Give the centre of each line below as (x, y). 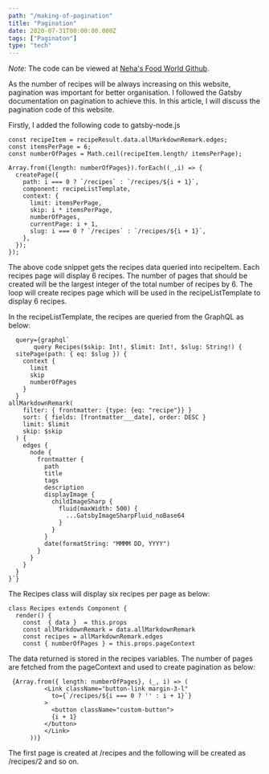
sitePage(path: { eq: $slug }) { (71, 354)
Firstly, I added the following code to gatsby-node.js (94, 125)
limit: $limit (46, 425)
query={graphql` (43, 340)
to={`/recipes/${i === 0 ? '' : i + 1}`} (122, 696)
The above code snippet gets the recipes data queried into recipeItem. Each (134, 267)
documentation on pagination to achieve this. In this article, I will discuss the (134, 101)
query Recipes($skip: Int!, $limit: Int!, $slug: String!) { (138, 347)
